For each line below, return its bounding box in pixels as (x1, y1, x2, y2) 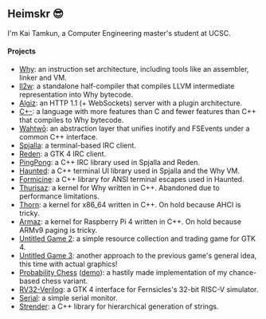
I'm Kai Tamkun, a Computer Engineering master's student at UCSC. (7, 28, 232, 37)
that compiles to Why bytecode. (18, 116, 124, 125)
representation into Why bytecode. (18, 90, 133, 100)
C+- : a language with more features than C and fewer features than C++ (18, 107, 256, 116)
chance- (229, 268, 257, 278)
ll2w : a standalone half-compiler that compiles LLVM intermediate (18, 81, 235, 91)
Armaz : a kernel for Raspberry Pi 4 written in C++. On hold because (18, 217, 242, 226)
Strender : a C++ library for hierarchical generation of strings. (18, 301, 219, 311)
